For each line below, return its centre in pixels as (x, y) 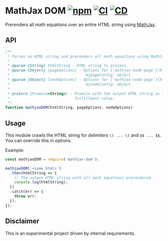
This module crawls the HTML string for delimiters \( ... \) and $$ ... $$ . (83, 135)
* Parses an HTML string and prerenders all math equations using (78, 56)
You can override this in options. (38, 140)
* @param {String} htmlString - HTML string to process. (68, 66)
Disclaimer (22, 221)
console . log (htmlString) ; (41, 182)
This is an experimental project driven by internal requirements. (70, 233)
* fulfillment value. (61, 98)
